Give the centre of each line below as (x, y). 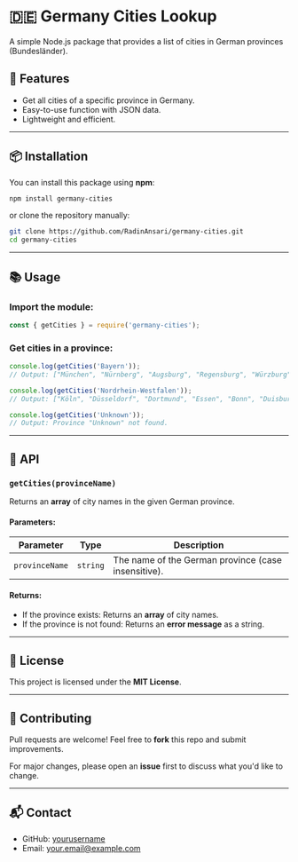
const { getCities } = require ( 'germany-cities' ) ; (105, 325)
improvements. (36, 749)
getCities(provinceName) (63, 483)
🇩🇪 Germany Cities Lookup (113, 16)
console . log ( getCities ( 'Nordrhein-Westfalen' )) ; (101, 391)
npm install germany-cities (61, 198)
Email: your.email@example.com (81, 848)
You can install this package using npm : (82, 182)
